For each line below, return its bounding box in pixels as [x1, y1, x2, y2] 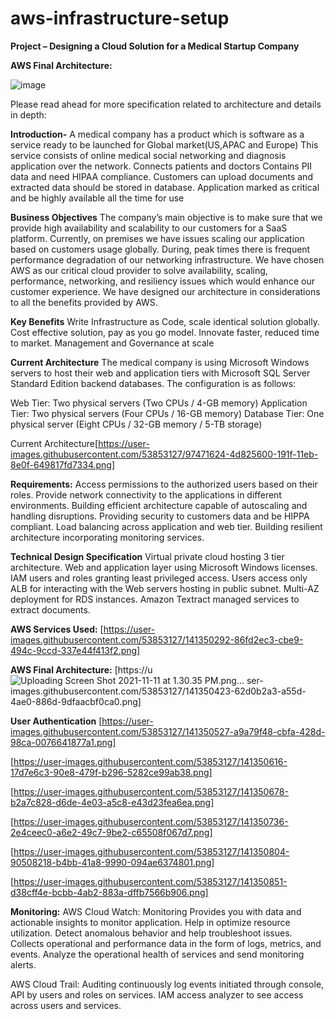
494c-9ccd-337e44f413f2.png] [10, 644, 141, 656]
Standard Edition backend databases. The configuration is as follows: [10, 377, 297, 389]
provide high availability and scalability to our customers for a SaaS [10, 222, 288, 234]
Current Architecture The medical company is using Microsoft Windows [10, 356, 310, 368]
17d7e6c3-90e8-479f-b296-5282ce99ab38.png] [10, 766, 213, 778]
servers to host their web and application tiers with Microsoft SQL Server [10, 367, 311, 379]
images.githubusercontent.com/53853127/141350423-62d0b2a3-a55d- [10, 685, 307, 697]
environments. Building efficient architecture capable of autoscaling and [10, 499, 308, 511]
